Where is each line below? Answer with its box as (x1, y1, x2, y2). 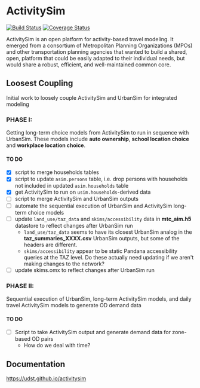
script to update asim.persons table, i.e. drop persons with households (14, 175, 188, 183)
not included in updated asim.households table (14, 182, 129, 190)
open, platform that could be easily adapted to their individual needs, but (6, 54, 185, 62)
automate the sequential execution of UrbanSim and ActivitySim (14, 202, 173, 209)
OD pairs (32, 335, 54, 343)
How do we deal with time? (23, 342, 91, 349)
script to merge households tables (14, 169, 100, 176)
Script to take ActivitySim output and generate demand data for (14, 329, 171, 336)
